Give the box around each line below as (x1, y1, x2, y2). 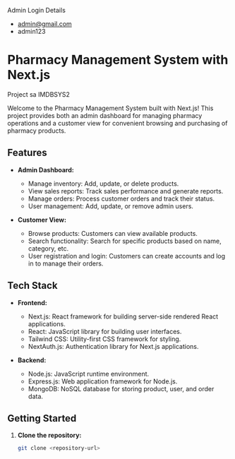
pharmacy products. (7, 126, 66, 135)
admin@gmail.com (17, 20, 72, 28)
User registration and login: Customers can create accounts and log (28, 251, 226, 260)
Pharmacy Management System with (7, 52, 229, 68)
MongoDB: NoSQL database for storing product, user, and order (28, 384, 215, 393)
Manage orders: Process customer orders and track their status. (28, 194, 215, 203)
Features (7, 147, 47, 159)
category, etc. (28, 244, 69, 253)
